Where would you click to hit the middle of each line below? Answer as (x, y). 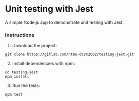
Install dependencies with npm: (43, 64)
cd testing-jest (21, 72)
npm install (17, 77)
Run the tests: (26, 85)
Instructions (20, 35)
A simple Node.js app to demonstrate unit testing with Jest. (65, 22)
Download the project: (34, 46)
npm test (14, 95)
